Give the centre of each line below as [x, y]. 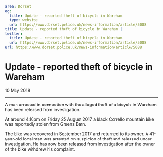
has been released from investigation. [43, 109]
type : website [24, 20]
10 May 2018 [18, 90]
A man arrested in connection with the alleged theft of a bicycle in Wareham [81, 105]
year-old [14, 139]
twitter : [14, 34]
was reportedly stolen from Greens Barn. [46, 124]
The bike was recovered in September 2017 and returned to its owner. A [77, 134]
